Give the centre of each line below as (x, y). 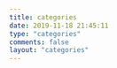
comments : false (39, 42)
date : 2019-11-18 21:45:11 (59, 26)
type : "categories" (45, 34)
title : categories (43, 17)
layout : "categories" (49, 50)
